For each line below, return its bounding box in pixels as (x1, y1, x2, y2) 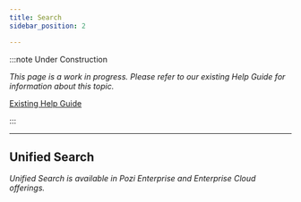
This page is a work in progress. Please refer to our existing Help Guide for (9, 71, 286, 81)
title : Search (9, 13, 63, 22)
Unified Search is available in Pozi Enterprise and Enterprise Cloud (9, 173, 256, 184)
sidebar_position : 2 (9, 21, 87, 30)
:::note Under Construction (9, 54, 107, 64)
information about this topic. (9, 80, 115, 91)
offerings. (9, 182, 46, 193)
